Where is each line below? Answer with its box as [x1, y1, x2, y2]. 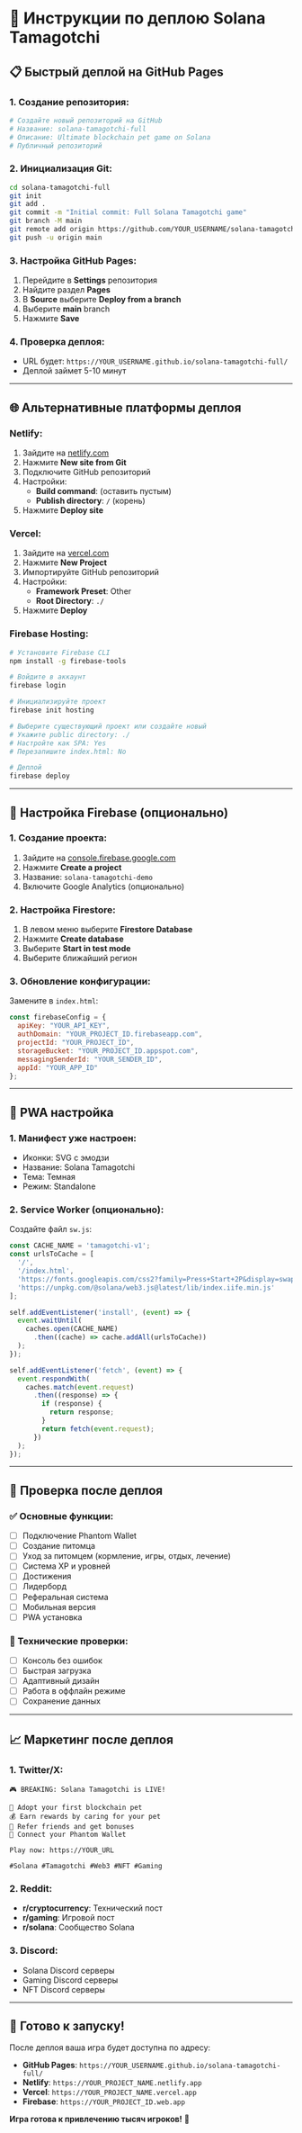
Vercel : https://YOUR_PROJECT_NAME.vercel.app [22, 2087, 198, 2098]
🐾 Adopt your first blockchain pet [9, 1803, 143, 1812]
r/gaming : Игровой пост [22, 1912, 115, 1923]
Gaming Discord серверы [22, 1975, 119, 1985]
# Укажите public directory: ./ [9, 730, 130, 739]
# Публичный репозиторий [9, 141, 102, 150]
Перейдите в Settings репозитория [22, 274, 158, 286]
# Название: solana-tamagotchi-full [9, 124, 147, 133]
